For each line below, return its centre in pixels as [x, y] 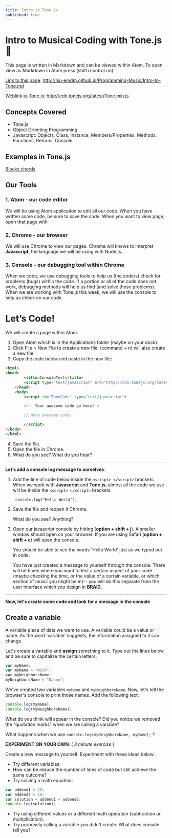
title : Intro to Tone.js [32, 10]
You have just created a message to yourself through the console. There [89, 565]
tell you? [21, 830]
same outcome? [30, 775]
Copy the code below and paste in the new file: [62, 359]
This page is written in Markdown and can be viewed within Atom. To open [84, 65]
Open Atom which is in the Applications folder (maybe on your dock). [85, 342]
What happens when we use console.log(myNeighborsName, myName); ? [80, 734]
